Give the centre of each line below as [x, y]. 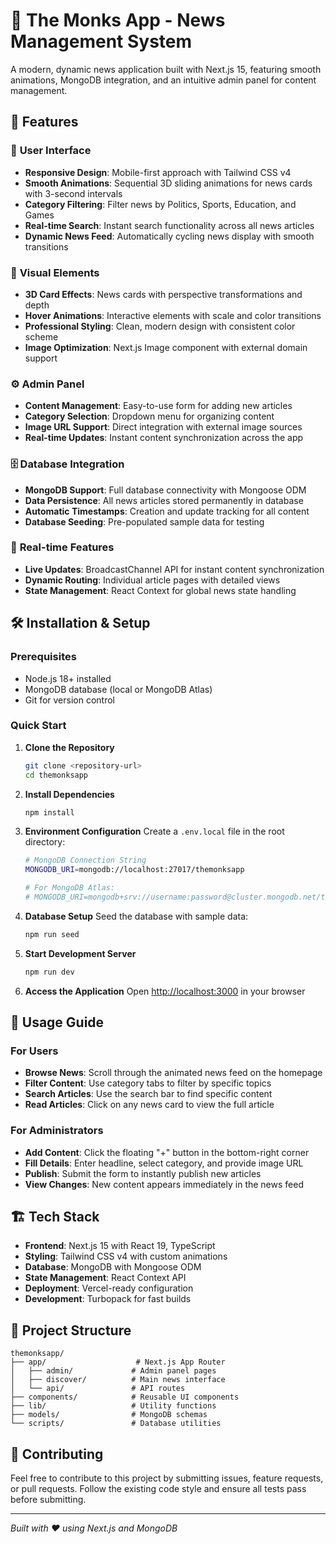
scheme [41, 336]
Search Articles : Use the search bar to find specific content [148, 1094]
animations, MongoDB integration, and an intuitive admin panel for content [163, 80]
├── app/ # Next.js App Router [118, 1362]
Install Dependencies [69, 794]
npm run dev [49, 972]
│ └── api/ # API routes [98, 1389]
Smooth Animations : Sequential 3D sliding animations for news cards [168, 183]
